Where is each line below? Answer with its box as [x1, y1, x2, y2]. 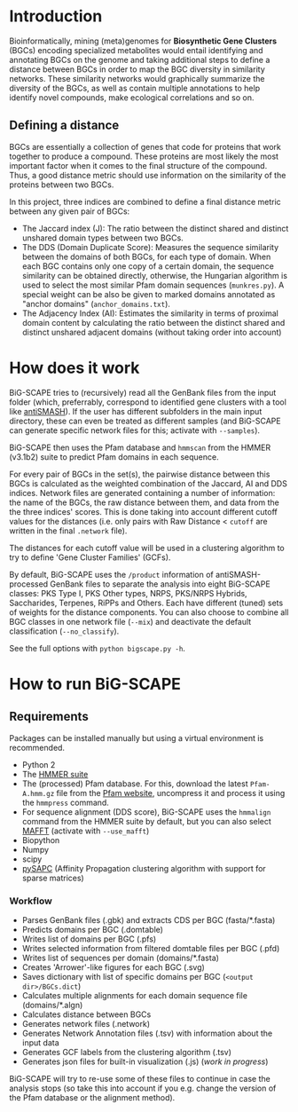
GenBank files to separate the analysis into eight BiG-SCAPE [50, 579, 271, 589]
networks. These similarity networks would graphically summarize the [9, 73, 265, 83]
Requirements [9, 709, 89, 724]
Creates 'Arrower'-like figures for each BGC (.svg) [21, 961, 206, 973]
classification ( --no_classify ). [9, 626, 120, 636]
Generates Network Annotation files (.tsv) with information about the [21, 1028, 273, 1038]
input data [21, 1037, 59, 1048]
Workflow [9, 895, 53, 907]
